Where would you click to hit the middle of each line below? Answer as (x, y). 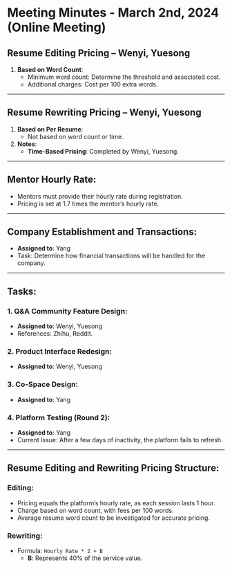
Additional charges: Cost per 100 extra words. (93, 84)
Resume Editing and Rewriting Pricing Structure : (113, 468)
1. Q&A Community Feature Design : (67, 311)
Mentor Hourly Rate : (52, 180)
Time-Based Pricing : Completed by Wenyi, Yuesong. (103, 151)
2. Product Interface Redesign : (60, 352)
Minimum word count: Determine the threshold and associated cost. (124, 77)
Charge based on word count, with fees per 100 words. (95, 510)
